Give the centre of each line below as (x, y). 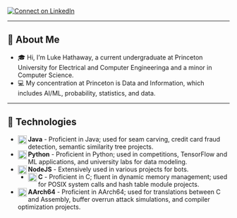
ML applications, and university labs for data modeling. (108, 161)
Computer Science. (45, 75)
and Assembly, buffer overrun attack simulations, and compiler (119, 199)
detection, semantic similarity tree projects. (91, 147)
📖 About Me (34, 40)
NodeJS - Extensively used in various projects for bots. (108, 169)
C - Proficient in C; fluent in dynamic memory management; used (133, 176)
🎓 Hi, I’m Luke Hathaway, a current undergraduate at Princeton (110, 57)
